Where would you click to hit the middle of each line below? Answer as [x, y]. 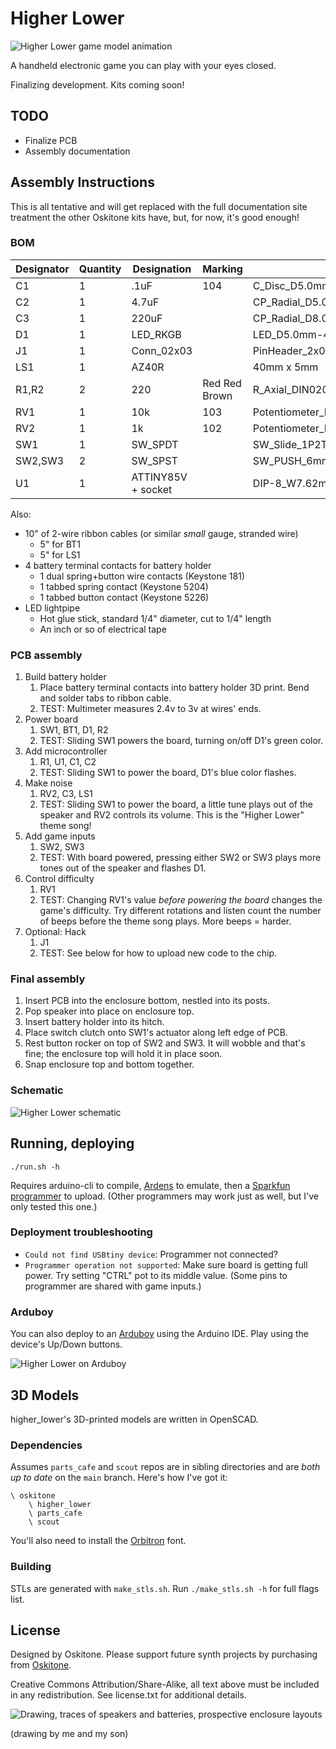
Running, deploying [72, 1143]
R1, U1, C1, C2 [68, 762]
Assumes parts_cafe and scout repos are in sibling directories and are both [165, 1467]
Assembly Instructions [82, 182]
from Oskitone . [41, 1665]
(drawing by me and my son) [69, 1734]
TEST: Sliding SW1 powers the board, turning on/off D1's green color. [181, 741]
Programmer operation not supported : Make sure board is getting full [166, 1264]
